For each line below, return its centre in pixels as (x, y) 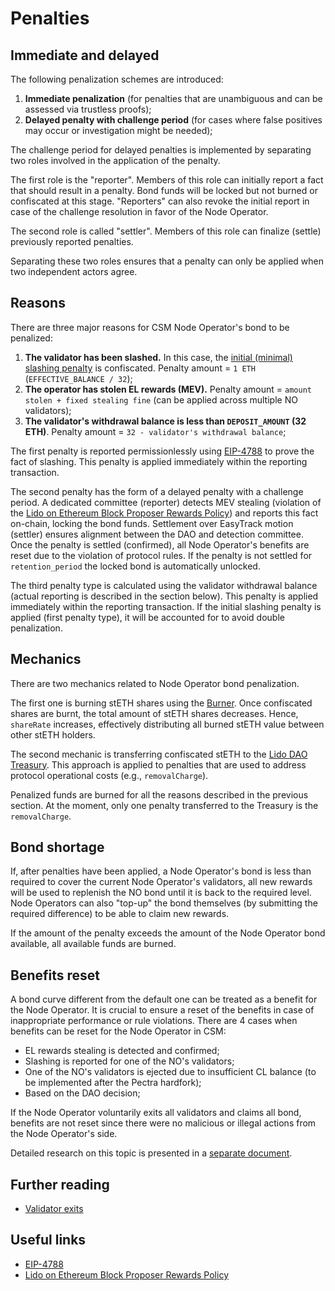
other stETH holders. (53, 734)
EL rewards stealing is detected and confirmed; (122, 1051)
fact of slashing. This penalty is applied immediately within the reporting (159, 461)
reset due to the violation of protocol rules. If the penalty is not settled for (161, 555)
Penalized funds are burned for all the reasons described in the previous (159, 794)
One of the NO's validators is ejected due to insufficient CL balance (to (170, 1072)
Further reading (60, 1184)
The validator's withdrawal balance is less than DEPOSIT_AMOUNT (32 (165, 421)
